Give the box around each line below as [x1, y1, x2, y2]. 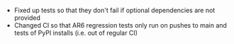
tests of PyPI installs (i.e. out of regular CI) [13, 28, 138, 37]
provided [13, 13, 41, 22]
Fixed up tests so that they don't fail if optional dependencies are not [13, 6, 216, 14]
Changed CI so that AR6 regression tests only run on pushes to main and [13, 21, 227, 29]
